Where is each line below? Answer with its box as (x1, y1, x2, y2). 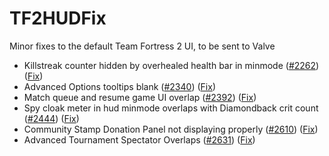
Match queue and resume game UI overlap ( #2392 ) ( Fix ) (23, 91, 257, 103)
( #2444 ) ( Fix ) (23, 112, 80, 124)
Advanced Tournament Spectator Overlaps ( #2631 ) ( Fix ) (23, 133, 256, 146)
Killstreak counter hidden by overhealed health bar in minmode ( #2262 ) (23, 59, 320, 71)
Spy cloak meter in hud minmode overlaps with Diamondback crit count (23, 102, 319, 114)
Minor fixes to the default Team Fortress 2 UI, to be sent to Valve (9, 40, 276, 52)
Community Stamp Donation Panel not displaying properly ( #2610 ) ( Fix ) (23, 123, 319, 135)
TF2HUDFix (9, 7, 107, 30)
